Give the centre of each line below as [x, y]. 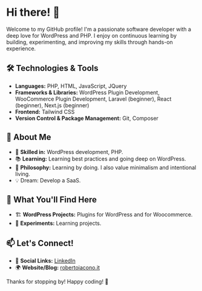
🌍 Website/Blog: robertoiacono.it [57, 268]
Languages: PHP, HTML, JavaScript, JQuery [71, 86]
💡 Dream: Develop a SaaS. [48, 180]
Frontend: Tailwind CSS [45, 112]
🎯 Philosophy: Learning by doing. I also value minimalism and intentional [106, 167]
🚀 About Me [29, 137]
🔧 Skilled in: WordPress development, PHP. [69, 152]
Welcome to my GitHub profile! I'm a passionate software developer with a [99, 29]
